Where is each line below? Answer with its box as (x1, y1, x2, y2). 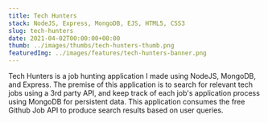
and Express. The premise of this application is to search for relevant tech (8, 80, 254, 89)
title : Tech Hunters (8, 11, 78, 20)
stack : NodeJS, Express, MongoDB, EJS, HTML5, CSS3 (8, 19, 185, 27)
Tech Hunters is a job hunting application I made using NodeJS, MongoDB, (8, 72, 256, 80)
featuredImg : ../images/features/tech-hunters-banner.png (8, 49, 207, 57)
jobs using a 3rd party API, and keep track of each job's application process (8, 88, 260, 97)
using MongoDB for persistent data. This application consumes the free (8, 97, 245, 106)
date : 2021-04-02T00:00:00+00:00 (8, 34, 121, 43)
